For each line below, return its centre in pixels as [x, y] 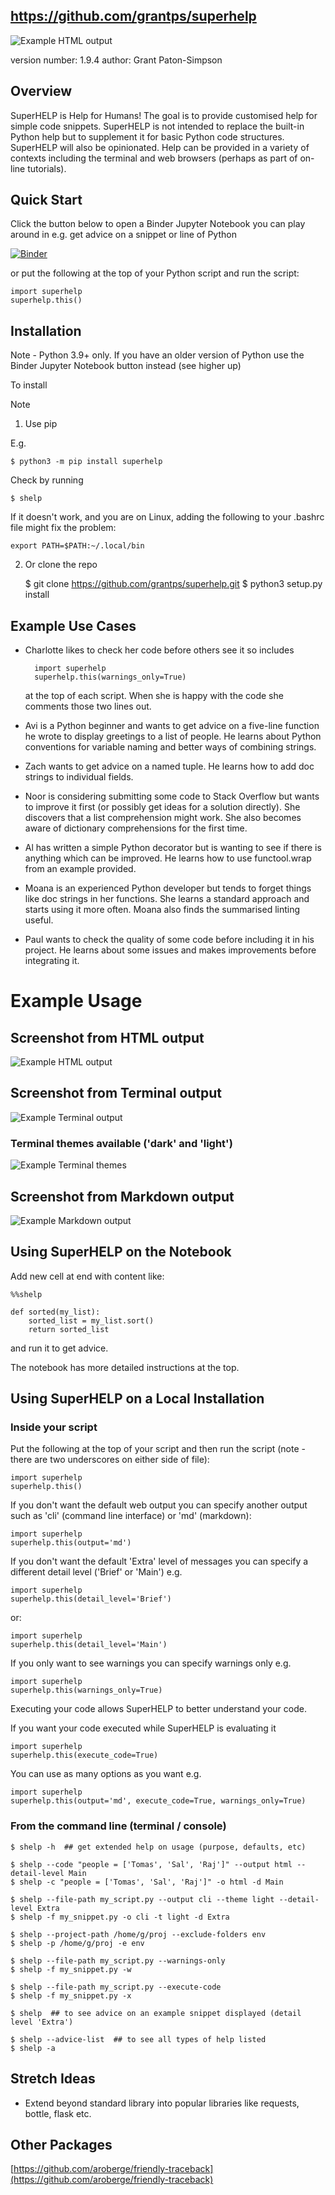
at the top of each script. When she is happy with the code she [154, 696]
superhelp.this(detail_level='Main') [89, 1645]
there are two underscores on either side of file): [110, 1460]
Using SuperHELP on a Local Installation [137, 1399]
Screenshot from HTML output [107, 1037]
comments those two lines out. [88, 706]
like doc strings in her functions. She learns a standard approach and [167, 899]
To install [29, 385]
